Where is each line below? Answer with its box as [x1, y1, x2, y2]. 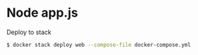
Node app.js [6, 5, 78, 21]
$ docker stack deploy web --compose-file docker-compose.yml [6, 41, 191, 48]
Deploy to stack [6, 28, 52, 36]
